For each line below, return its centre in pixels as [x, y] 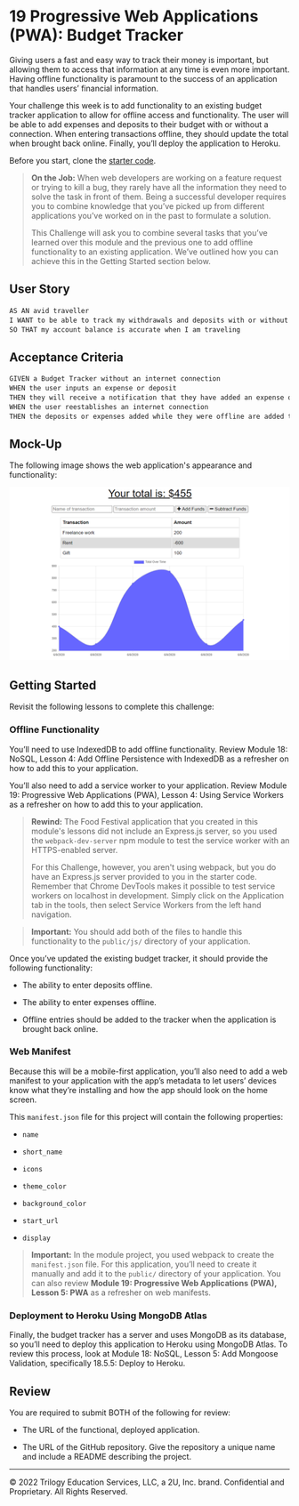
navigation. [52, 914]
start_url [40, 1220]
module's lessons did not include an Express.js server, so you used [154, 831]
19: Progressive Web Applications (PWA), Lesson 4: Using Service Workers [147, 794]
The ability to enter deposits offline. [87, 985]
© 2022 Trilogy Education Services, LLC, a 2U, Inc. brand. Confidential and [147, 1482]
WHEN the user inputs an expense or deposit [93, 389]
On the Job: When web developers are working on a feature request [156, 177]
